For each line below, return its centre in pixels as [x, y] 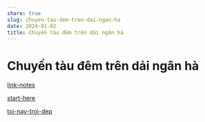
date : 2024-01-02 [32, 26]
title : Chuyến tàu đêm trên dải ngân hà [66, 32]
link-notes [21, 85]
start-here [21, 98]
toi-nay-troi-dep [30, 111]
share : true [24, 13]
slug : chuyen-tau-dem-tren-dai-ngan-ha [64, 20]
